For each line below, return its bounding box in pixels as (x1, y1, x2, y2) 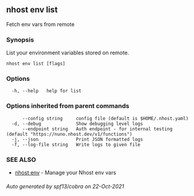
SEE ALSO (6, 155, 37, 164)
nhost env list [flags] (6, 61, 66, 67)
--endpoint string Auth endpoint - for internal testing (22, 125, 172, 132)
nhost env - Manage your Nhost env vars (14, 169, 117, 176)
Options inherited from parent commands (6, 102, 130, 110)
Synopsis (6, 35, 34, 44)
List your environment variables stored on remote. (6, 49, 129, 56)
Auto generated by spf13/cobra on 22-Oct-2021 (6, 182, 125, 190)
